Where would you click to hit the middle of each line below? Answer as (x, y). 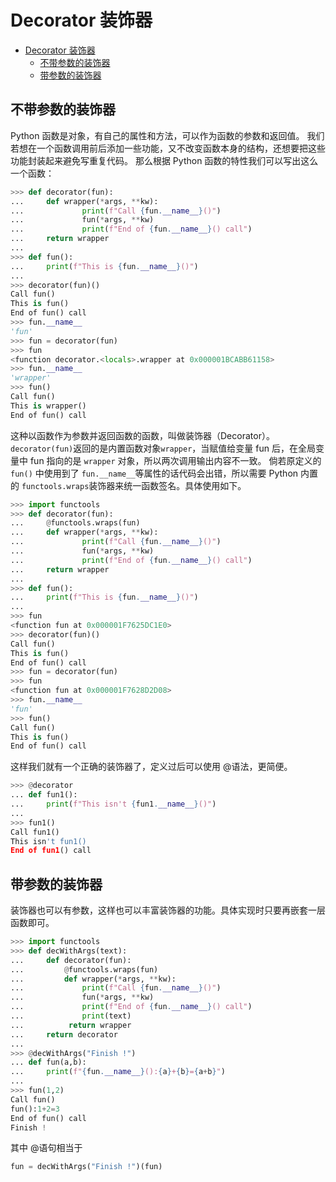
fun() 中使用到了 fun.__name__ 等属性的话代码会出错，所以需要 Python (154, 473)
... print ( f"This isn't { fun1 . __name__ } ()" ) (113, 804)
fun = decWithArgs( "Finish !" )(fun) (86, 1167)
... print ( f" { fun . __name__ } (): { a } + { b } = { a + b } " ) (118, 1072)
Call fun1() (35, 832)
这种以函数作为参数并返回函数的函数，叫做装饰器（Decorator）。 (142, 435)
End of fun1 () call (51, 851)
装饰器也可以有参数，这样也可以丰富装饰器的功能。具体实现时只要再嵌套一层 (168, 910)
